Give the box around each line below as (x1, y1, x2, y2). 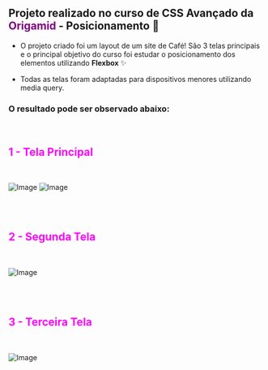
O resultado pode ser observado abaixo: (8, 103, 170, 114)
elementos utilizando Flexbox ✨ (19, 58, 127, 67)
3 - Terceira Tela (8, 316, 93, 329)
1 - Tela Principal (8, 145, 93, 159)
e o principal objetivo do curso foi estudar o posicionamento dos (19, 49, 236, 59)
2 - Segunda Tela (8, 230, 96, 244)
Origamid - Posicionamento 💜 (8, 19, 160, 33)
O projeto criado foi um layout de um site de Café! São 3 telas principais (19, 41, 261, 50)
